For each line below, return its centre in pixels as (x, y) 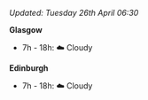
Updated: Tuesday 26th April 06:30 (74, 13)
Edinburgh (29, 68)
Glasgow (26, 30)
